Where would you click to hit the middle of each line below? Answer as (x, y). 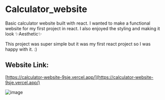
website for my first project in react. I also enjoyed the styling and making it (82, 28)
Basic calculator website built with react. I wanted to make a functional (78, 23)
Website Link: (27, 65)
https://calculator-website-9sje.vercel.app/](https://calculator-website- (80, 77)
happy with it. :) (21, 49)
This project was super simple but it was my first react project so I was (78, 44)
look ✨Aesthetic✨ (24, 34)
